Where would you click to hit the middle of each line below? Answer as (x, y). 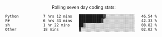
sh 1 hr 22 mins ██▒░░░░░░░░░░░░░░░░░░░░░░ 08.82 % (81, 25)
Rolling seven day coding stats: (84, 7)
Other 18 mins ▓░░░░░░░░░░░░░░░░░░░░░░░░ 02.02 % (81, 29)
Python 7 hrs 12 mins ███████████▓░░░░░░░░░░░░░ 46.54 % (81, 16)
